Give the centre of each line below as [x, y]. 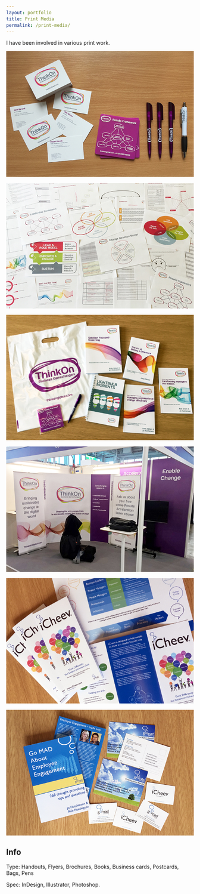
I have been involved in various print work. [58, 43]
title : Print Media [30, 19]
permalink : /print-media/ [38, 25]
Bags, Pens [20, 873]
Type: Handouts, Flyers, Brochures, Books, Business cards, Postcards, [93, 867]
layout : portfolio [29, 13]
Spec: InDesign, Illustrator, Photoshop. [53, 884]
